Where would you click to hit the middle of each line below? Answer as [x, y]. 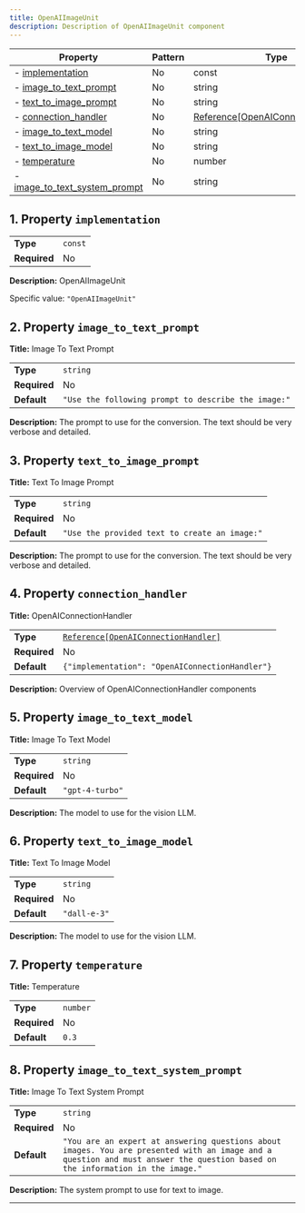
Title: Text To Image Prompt [62, 482]
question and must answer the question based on [169, 1159]
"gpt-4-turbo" [93, 790]
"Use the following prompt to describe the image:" [176, 400]
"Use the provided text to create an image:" [162, 533]
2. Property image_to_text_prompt [104, 327]
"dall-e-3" [86, 914]
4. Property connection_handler [98, 594]
